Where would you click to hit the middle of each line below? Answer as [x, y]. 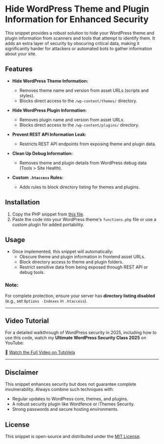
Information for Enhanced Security [77, 19]
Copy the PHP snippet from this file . [48, 214]
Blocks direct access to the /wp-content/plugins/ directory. [79, 125]
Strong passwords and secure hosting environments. [65, 409]
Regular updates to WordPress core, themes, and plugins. [70, 399]
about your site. [21, 54]
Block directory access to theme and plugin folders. [71, 262]
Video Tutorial [27, 321]
